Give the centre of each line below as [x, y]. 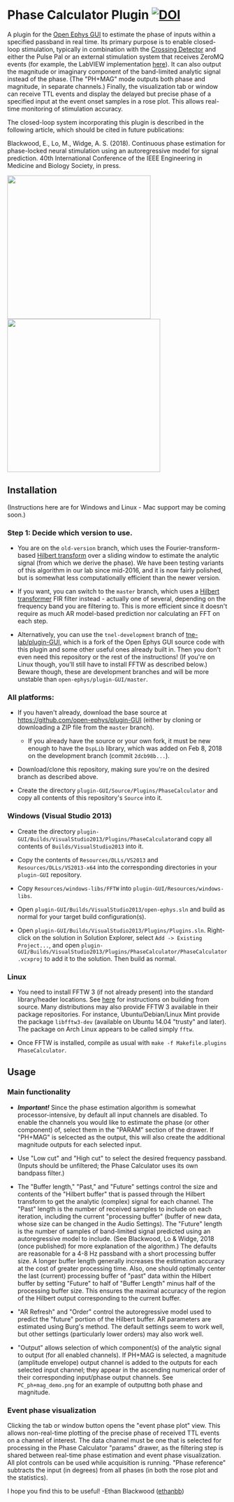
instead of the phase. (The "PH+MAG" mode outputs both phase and [107, 79]
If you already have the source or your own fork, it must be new [119, 741]
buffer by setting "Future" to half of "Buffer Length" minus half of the [116, 1283]
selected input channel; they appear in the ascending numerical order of [121, 1370]
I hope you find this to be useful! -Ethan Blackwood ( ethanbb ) [96, 1491]
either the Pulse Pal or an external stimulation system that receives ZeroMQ [116, 57]
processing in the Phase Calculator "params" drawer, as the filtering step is [115, 1447]
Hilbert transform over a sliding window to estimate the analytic [129, 556]
